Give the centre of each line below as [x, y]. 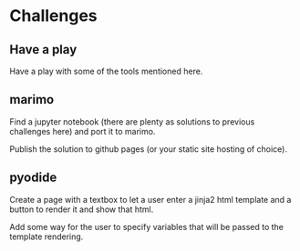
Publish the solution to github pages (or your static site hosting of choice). [148, 149]
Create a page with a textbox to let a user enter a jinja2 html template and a [150, 199]
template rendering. [47, 236]
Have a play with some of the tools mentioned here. [106, 71]
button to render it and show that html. [82, 209]
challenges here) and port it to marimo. [83, 131]
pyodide [33, 178]
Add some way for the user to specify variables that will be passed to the [147, 226]
